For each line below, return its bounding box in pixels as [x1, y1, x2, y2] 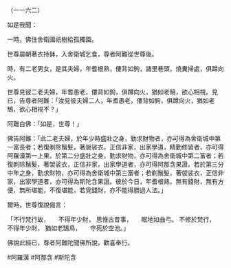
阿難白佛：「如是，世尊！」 [7, 120, 82, 127]
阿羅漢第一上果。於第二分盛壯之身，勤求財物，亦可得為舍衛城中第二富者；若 [7, 152, 224, 160]
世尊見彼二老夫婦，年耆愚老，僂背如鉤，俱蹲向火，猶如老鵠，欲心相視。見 [7, 88, 218, 96]
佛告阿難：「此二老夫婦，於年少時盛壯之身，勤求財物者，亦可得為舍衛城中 [7, 134, 215, 143]
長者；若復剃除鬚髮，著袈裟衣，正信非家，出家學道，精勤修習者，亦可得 [19, 143, 224, 151]
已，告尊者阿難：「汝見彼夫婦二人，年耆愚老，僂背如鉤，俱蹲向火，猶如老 [7, 96, 215, 105]
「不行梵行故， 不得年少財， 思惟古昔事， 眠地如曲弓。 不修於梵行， [7, 216, 212, 223]
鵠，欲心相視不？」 [7, 105, 62, 113]
